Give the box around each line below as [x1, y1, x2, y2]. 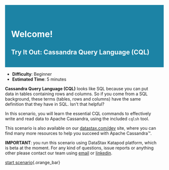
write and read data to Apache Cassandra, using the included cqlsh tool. [5, 116, 149, 121]
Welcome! [11, 29, 53, 40]
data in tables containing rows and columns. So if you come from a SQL [5, 91, 148, 97]
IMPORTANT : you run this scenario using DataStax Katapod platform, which [5, 140, 156, 145]
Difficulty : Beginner [12, 71, 52, 77]
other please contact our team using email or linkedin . [5, 150, 112, 156]
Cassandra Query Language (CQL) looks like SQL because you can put [5, 86, 149, 91]
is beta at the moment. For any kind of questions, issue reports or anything [5, 145, 154, 151]
